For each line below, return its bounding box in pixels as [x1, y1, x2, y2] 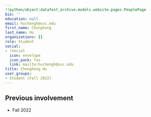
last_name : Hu [5, 30, 34, 35]
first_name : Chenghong [5, 26, 52, 30]
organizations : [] [5, 35, 43, 40]
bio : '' [5, 12, 21, 17]
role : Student [5, 39, 34, 44]
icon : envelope [9, 53, 41, 58]
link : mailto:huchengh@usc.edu [9, 62, 74, 67]
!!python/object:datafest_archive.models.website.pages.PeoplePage [5, 7, 147, 12]
